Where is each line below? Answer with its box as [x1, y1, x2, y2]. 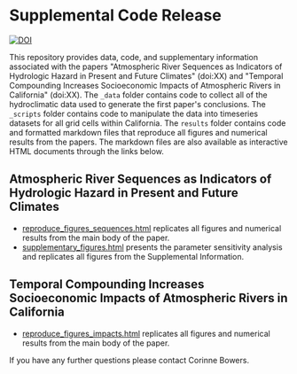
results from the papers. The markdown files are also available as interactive [9, 136, 288, 147]
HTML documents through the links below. [9, 145, 164, 156]
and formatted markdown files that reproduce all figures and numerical [9, 127, 268, 137]
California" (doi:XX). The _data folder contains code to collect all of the [9, 90, 268, 100]
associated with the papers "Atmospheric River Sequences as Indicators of [9, 61, 283, 72]
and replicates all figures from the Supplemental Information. [21, 251, 245, 261]
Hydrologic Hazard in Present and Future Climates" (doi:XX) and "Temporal [9, 70, 284, 81]
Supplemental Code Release [9, 5, 222, 26]
